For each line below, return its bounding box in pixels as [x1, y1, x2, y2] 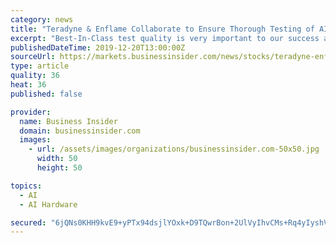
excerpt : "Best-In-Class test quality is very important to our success [10, 33, 320, 43]
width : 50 [36, 154, 78, 164]
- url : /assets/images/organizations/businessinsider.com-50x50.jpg [28, 144, 320, 155]
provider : [10, 107, 52, 117]
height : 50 [36, 163, 83, 173]
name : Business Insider [19, 116, 118, 126]
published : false [10, 89, 83, 99]
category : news [10, 14, 74, 25]
